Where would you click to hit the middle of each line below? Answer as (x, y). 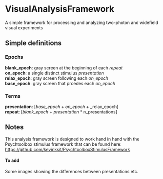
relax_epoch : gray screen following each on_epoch (57, 78)
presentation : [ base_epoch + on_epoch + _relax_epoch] (62, 107)
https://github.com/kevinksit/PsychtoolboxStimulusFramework (68, 149)
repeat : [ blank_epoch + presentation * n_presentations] (61, 112)
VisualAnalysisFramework (60, 9)
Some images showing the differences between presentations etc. (72, 171)
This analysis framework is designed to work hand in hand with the (72, 139)
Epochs (14, 57)
